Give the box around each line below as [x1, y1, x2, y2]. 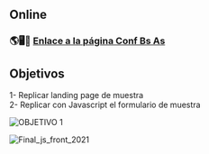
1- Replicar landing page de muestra [9, 90, 144, 101]
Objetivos [9, 66, 65, 81]
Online [9, 7, 48, 23]
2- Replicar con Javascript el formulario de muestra [9, 99, 201, 111]
